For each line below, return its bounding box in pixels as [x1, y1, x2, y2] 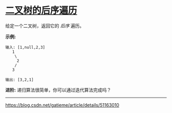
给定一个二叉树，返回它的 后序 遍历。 [5, 23, 84, 29]
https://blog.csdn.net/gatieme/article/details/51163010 [5, 102, 119, 108]
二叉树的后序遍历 [5, 5, 78, 16]
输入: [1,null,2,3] [5, 45, 46, 50]
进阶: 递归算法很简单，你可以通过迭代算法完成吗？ [5, 87, 112, 93]
